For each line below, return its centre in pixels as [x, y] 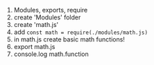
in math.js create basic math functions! [69, 39]
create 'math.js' [36, 25]
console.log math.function [51, 54]
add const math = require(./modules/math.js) [80, 32]
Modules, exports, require [51, 10]
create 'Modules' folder [47, 17]
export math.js [34, 47]
